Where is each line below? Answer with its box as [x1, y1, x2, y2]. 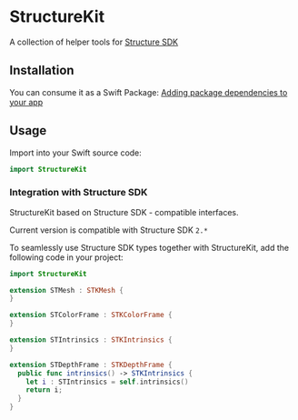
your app [9, 96, 44, 107]
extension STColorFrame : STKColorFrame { [9, 311, 173, 320]
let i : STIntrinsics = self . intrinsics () [25, 377, 189, 386]
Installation [9, 63, 74, 78]
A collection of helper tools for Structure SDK [9, 36, 179, 47]
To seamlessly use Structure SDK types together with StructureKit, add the [9, 242, 289, 253]
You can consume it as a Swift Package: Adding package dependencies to [9, 86, 288, 97]
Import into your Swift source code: [9, 147, 143, 158]
